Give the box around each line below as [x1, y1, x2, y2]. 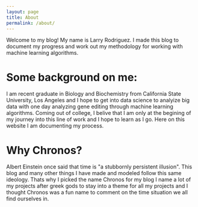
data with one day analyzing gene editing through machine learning [6, 103, 173, 110]
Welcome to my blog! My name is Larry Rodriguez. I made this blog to [6, 37, 179, 44]
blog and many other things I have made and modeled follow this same [6, 170, 182, 177]
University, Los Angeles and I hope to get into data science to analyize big [6, 97, 190, 104]
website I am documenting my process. [6, 122, 104, 129]
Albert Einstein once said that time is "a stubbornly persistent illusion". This [6, 163, 193, 170]
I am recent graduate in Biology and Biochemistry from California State [6, 90, 182, 97]
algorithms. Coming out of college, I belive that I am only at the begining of [6, 110, 191, 117]
